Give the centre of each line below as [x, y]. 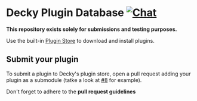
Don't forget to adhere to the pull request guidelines [71, 91]
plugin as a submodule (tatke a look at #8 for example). [74, 80]
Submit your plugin [42, 59]
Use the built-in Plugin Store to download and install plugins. [81, 40]
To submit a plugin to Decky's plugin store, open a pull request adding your [98, 74]
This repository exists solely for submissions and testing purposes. [92, 29]
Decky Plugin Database [65, 13]
